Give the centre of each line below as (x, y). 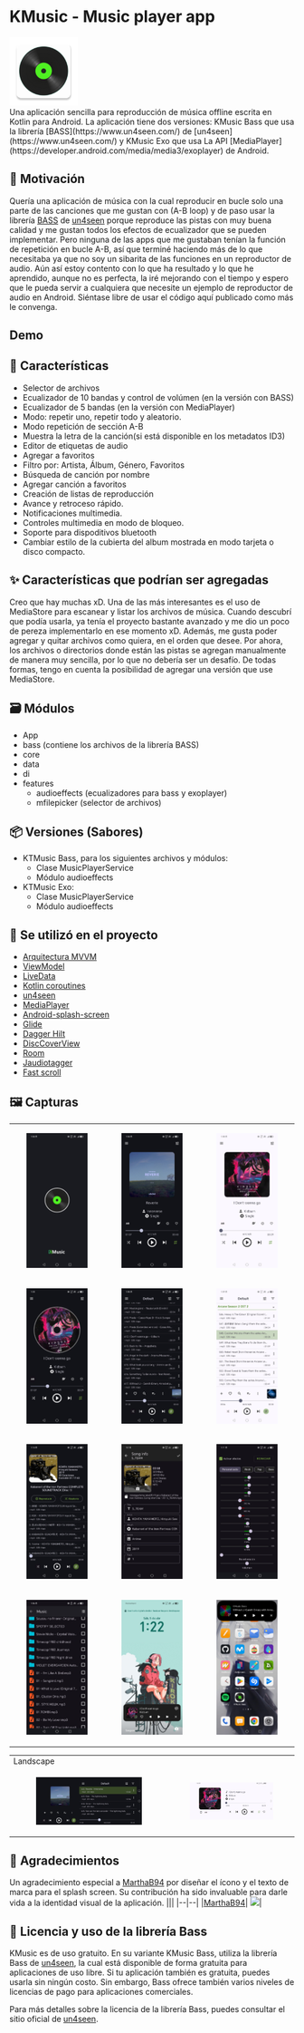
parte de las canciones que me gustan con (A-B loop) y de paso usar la (142, 210)
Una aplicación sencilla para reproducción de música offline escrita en (141, 111)
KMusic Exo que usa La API (177, 140)
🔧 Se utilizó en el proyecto (84, 935)
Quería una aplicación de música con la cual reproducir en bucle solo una (146, 200)
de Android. (247, 150)
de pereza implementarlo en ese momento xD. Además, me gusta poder (143, 631)
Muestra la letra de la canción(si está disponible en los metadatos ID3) (153, 436)
